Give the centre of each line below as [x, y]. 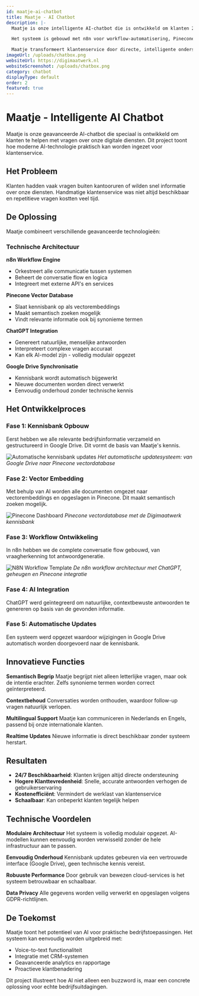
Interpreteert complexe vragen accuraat [63, 348]
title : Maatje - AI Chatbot [41, 17]
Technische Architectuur [43, 247]
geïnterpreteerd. [26, 689]
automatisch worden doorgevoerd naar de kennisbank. [73, 643]
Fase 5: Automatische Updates [51, 624]
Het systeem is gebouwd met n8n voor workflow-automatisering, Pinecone [103, 39]
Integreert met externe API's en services [64, 284]
